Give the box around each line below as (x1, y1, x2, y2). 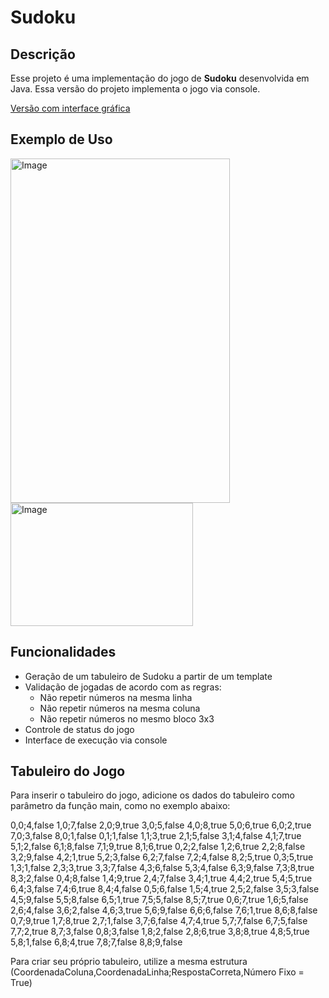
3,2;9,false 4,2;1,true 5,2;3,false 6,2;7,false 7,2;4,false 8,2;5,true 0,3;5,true (10, 851, 314, 863)
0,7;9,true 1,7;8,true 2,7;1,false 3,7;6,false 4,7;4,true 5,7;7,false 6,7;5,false (10, 915, 308, 927)
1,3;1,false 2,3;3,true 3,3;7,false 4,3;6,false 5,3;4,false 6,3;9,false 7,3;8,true (10, 862, 315, 874)
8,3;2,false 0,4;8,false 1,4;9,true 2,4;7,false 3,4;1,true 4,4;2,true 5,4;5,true (10, 872, 313, 885)
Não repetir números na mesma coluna (39, 702, 201, 714)
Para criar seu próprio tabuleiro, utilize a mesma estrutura (10, 956, 248, 968)
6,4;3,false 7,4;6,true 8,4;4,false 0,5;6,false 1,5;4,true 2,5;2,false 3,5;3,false (10, 883, 320, 895)
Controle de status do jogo (24, 723, 135, 735)
